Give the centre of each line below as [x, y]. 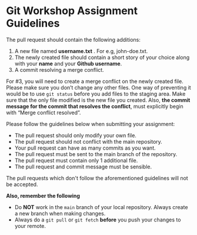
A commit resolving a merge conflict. [59, 69]
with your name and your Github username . [68, 64]
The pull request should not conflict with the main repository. [89, 141]
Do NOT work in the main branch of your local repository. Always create [101, 207]
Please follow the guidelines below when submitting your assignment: [91, 124]
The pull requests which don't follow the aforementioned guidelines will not [97, 178]
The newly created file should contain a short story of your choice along [102, 57]
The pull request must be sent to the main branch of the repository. [96, 154]
